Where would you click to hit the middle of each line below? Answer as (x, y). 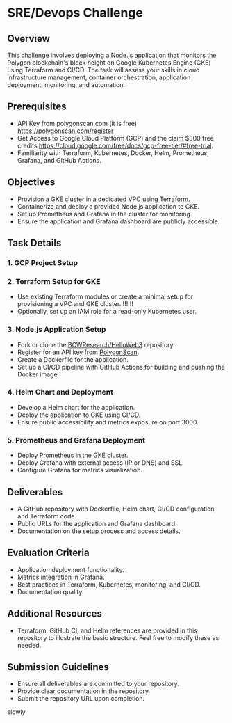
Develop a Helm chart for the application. (76, 407)
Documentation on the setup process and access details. (99, 531)
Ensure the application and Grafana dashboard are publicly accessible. (118, 221)
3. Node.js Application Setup (57, 330)
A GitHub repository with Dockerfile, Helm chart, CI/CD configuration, (117, 509)
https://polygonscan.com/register (65, 131)
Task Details (34, 243)
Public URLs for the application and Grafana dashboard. (97, 523)
